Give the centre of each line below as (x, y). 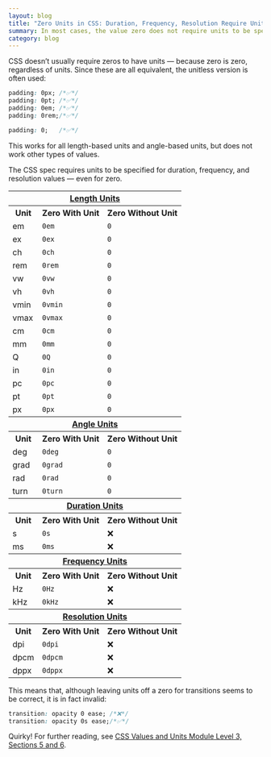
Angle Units (95, 424)
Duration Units (95, 505)
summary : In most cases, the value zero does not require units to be (129, 31)
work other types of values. (54, 154)
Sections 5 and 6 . (38, 745)
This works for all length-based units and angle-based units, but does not (130, 145)
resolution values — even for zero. (65, 178)
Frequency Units (95, 561)
